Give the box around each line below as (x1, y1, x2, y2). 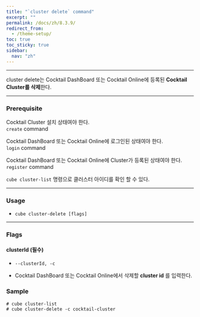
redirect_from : (6, 25, 44, 32)
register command (6, 163, 54, 170)
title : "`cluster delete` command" (6, 8, 95, 15)
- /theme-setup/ (11, 31, 52, 37)
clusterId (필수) (6, 246, 44, 253)
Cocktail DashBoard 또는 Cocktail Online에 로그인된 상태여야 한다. (6, 137, 164, 144)
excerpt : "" (6, 14, 36, 20)
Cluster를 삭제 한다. (6, 83, 52, 90)
